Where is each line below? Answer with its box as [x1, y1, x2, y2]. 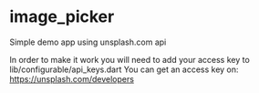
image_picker [9, 6, 115, 27]
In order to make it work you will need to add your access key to [9, 54, 251, 65]
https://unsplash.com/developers [9, 73, 135, 84]
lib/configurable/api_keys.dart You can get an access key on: [9, 64, 239, 75]
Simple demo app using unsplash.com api [9, 36, 167, 47]
